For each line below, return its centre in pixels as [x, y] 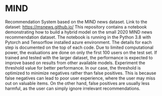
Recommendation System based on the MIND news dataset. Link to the [76, 22]
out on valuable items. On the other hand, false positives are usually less [77, 83]
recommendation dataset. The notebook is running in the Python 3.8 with [78, 37]
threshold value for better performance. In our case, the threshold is [73, 68]
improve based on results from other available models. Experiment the [75, 63]
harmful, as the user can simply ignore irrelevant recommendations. [73, 88]
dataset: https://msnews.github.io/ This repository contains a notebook [76, 27]
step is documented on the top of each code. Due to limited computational [79, 47]
